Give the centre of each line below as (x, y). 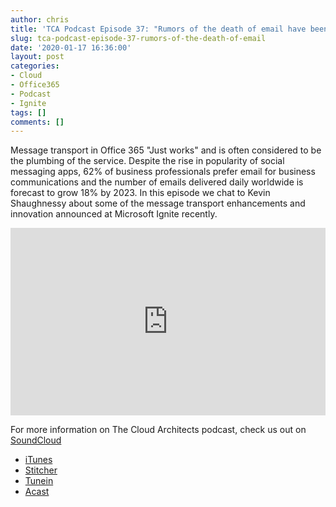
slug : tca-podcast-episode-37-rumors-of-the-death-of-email (138, 38)
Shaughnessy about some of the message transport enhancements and (158, 203)
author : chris (40, 19)
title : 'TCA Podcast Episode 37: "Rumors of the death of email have (158, 29)
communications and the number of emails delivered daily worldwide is (157, 182)
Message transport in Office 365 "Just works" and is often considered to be (166, 150)
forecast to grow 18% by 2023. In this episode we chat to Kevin (140, 193)
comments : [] (37, 122)
